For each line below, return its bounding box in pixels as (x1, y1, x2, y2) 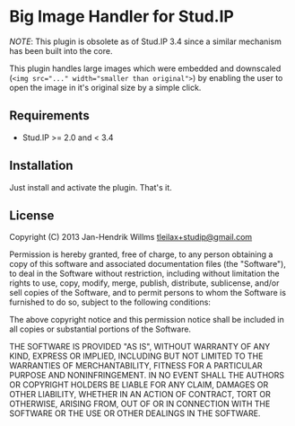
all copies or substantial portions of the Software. (9, 324, 191, 334)
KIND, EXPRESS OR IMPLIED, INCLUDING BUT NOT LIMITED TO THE (9, 351, 264, 361)
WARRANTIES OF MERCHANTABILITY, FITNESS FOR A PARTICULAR (9, 360, 263, 371)
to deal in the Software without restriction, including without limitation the (9, 268, 280, 280)
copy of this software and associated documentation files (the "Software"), (9, 259, 287, 270)
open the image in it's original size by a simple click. (9, 82, 202, 93)
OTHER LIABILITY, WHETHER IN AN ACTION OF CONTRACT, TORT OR (9, 389, 271, 400)
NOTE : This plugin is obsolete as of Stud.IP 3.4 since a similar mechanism (9, 36, 282, 47)
